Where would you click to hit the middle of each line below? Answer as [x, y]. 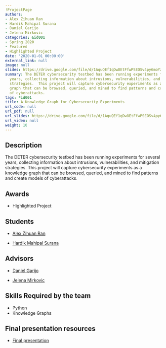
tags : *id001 [19, 97]
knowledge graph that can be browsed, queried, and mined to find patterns [82, 173]
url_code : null [21, 107]
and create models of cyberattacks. [41, 178]
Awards [17, 194]
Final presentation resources [50, 328]
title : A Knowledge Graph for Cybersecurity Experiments [65, 102]
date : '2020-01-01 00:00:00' [35, 56]
